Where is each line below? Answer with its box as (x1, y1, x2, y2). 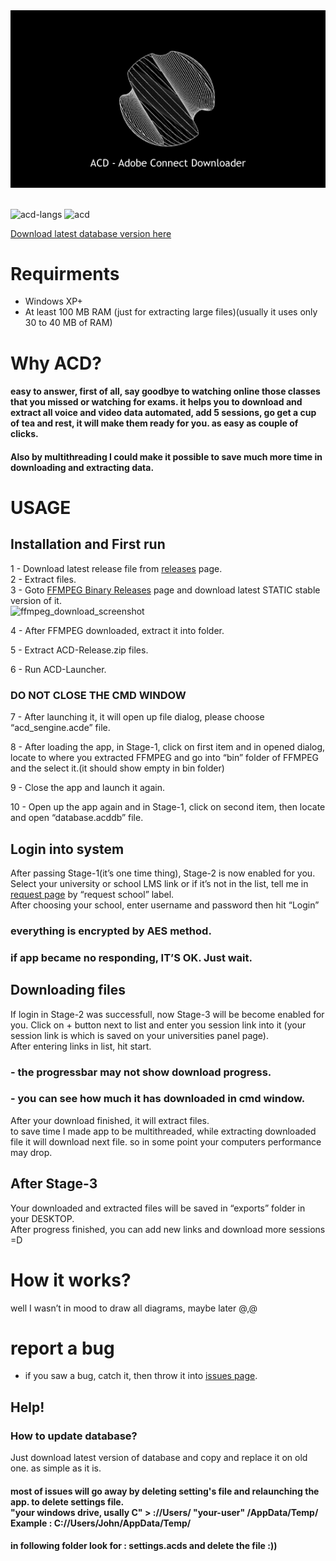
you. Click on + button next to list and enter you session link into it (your (10, 1019, 307, 1031)
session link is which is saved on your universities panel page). (10, 1029, 270, 1041)
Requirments (10, 262, 120, 285)
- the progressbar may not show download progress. (10, 1065, 272, 1079)
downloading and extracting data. (10, 461, 155, 473)
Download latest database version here (10, 227, 172, 239)
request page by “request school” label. (10, 888, 175, 900)
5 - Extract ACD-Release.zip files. (10, 644, 149, 656)
